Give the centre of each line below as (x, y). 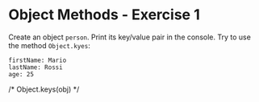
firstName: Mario (38, 60)
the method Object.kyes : (49, 45)
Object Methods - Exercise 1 (104, 15)
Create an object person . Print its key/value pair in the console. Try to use (130, 37)
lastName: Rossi (36, 67)
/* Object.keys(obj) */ (44, 89)
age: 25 (21, 74)
